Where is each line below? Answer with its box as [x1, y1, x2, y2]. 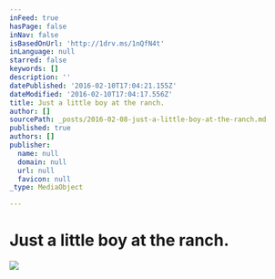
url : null [17, 166, 55, 175]
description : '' [9, 73, 71, 82]
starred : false [9, 56, 67, 65]
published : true [9, 124, 71, 133]
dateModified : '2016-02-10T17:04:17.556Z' [9, 89, 173, 98]
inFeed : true [9, 13, 59, 23]
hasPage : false [9, 22, 67, 31]
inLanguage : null [9, 47, 76, 57]
